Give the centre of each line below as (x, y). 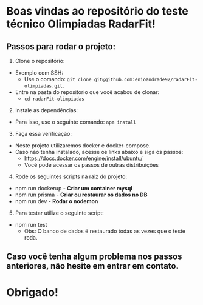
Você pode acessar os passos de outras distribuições (91, 165)
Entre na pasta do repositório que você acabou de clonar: (87, 92)
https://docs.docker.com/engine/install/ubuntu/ (83, 158)
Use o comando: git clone (58, 79)
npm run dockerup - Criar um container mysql (74, 188)
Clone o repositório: (40, 61)
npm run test (31, 225)
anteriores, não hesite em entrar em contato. (93, 266)
